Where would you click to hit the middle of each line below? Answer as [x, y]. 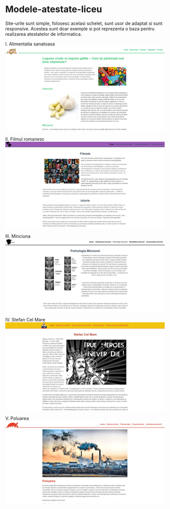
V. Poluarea [17, 418]
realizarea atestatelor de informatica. [44, 34]
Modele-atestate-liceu [54, 9]
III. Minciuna [18, 236]
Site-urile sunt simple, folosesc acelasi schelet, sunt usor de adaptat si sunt [84, 23]
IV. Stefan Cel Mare [25, 319]
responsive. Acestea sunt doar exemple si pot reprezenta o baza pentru [80, 28]
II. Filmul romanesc [25, 139]
